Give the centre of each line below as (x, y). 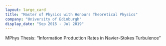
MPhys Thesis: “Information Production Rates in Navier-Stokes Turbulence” (83, 38)
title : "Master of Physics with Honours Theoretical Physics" (71, 14)
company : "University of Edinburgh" (43, 19)
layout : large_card (26, 10)
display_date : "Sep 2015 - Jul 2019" (45, 24)
